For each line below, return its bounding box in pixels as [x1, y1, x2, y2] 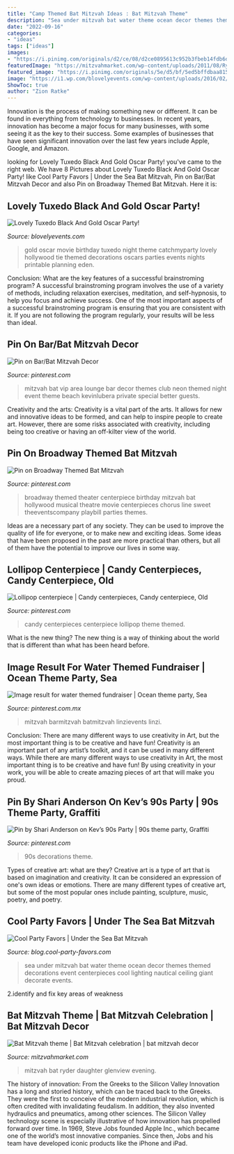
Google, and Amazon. [7, 144, 70, 153]
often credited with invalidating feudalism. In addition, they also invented [7, 1102, 215, 1110]
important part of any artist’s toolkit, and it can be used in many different [7, 746, 214, 754]
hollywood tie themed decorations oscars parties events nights [24, 252, 205, 261]
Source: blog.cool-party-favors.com [7, 948, 111, 956]
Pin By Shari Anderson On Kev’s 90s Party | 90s [7, 796, 219, 807]
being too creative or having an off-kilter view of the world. [7, 427, 176, 436]
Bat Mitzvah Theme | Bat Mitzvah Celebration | [7, 1010, 214, 1022]
